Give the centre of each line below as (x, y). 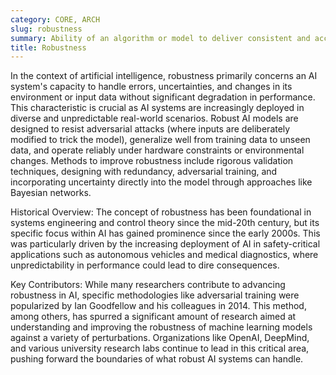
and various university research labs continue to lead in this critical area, (160, 348)
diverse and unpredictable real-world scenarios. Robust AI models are (154, 118)
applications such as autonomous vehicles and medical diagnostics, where (164, 255)
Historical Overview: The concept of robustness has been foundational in (161, 212)
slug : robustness (46, 29)
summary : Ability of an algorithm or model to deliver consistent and (160, 38)
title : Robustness (48, 47)
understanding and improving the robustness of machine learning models (161, 327)
